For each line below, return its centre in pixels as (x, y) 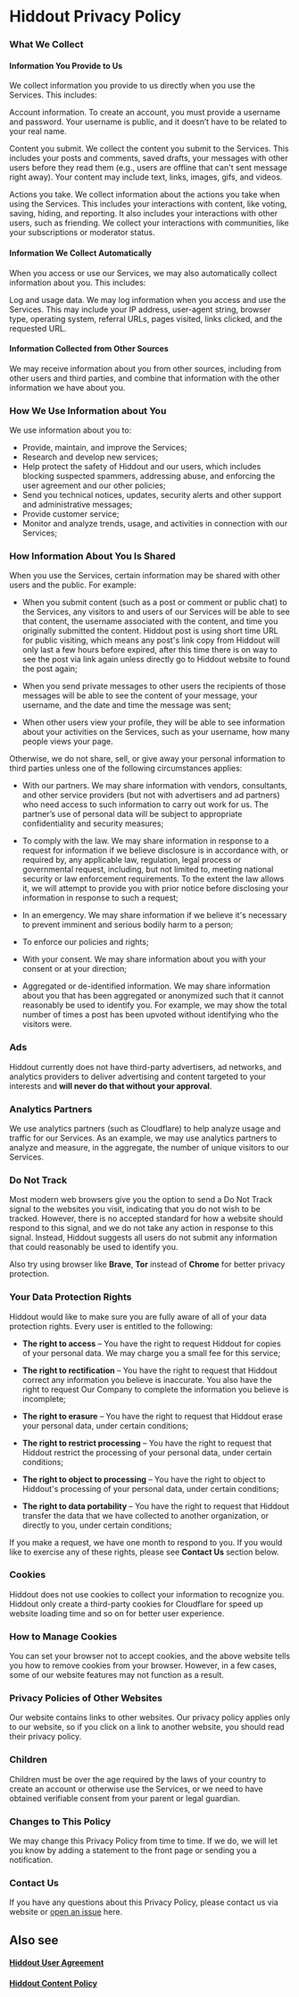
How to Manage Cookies (63, 1636)
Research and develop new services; (90, 457)
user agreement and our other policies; (94, 485)
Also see (34, 1940)
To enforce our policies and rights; (85, 942)
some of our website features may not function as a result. (117, 1675)
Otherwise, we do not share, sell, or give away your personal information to (147, 759)
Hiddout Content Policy (54, 1983)
